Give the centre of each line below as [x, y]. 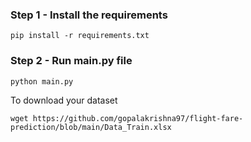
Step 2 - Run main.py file [71, 61]
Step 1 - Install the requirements [89, 15]
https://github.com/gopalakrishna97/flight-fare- [138, 118]
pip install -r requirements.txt [80, 36]
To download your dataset [64, 100]
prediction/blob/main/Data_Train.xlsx [91, 127]
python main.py [42, 81]
